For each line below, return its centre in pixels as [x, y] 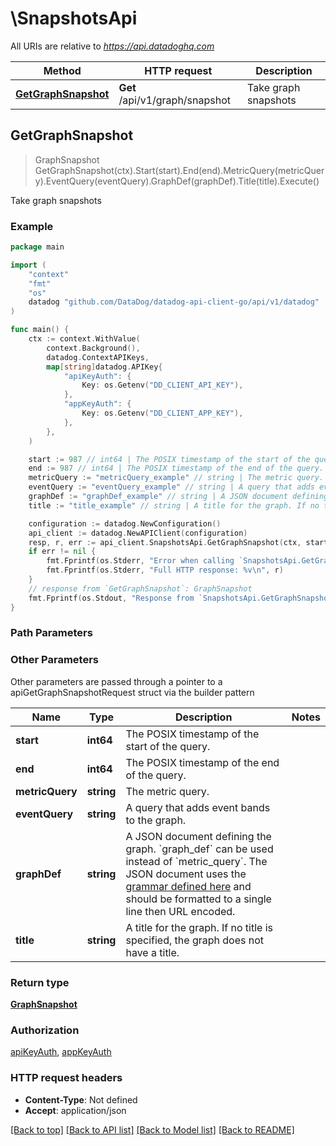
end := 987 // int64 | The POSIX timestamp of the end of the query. [176, 468]
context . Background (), [93, 348]
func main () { [40, 330]
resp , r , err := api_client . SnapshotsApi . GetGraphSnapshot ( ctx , [165, 542]
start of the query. [168, 746]
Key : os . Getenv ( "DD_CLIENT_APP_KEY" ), [162, 413]
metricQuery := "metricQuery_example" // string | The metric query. [176, 478]
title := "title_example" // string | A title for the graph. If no [174, 505]
